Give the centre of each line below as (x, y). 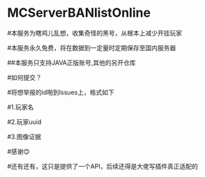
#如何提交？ (24, 77)
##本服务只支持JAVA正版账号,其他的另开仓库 (71, 62)
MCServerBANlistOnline (79, 13)
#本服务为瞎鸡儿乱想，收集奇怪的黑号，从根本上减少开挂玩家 (95, 33)
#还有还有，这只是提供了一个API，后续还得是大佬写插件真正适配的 (103, 166)
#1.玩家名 (21, 107)
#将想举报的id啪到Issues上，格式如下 (61, 92)
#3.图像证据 (24, 137)
